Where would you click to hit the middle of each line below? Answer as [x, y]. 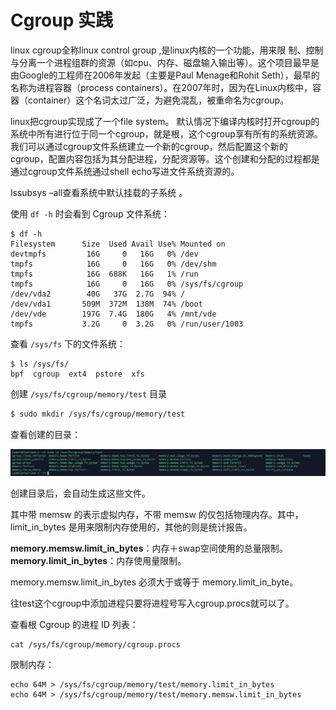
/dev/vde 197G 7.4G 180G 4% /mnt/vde [113, 314]
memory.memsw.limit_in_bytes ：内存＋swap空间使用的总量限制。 [149, 548]
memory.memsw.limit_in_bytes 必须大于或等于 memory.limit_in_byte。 [154, 582]
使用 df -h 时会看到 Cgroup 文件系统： [90, 213]
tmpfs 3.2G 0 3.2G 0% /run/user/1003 [127, 324]
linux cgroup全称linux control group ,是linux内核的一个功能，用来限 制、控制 [167, 50]
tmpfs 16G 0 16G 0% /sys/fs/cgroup [127, 284]
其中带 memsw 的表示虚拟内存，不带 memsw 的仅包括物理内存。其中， [157, 514]
